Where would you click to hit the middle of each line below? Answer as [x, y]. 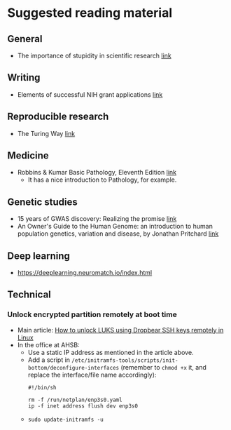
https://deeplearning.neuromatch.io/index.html [85, 273]
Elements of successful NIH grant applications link [90, 94]
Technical [29, 295]
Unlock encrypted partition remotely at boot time [92, 315]
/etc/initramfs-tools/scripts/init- [125, 360]
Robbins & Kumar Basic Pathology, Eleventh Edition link [97, 173]
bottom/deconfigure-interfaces [73, 368]
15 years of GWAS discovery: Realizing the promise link [97, 219]
